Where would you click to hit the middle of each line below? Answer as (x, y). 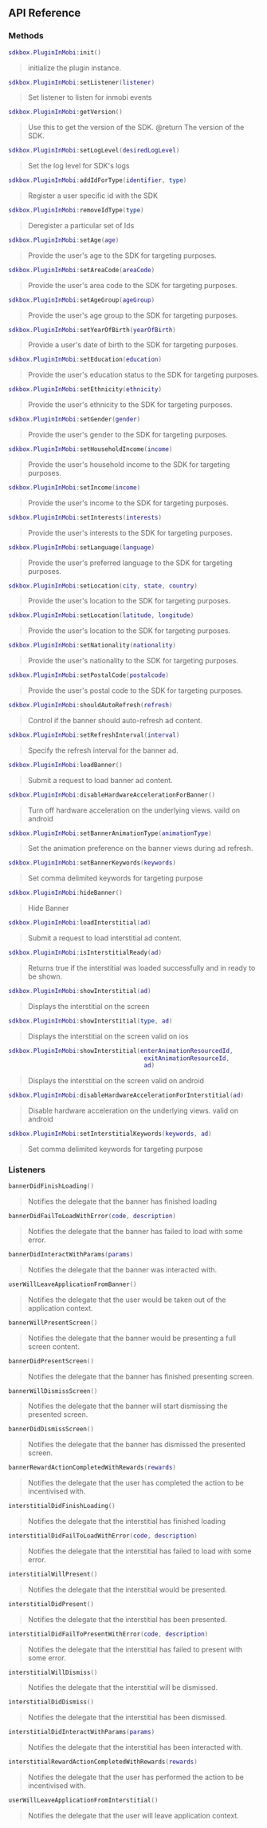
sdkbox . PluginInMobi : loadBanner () (66, 765)
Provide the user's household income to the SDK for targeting (129, 464)
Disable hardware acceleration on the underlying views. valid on (133, 1111)
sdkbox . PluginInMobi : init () (55, 52)
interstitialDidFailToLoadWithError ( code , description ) (103, 1536)
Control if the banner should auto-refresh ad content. (115, 720)
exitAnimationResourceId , (187, 1058)
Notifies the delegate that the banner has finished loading (122, 1201)
